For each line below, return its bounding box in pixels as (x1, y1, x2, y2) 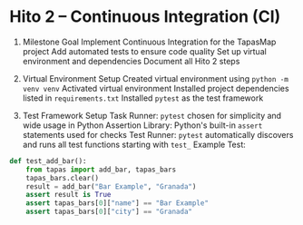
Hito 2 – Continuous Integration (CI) (9, 6, 281, 27)
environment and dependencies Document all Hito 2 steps (22, 55, 240, 66)
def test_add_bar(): (9, 156, 88, 165)
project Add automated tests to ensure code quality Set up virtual (22, 45, 268, 56)
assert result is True (25, 191, 112, 200)
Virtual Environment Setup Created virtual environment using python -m (22, 73, 288, 83)
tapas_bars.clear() (25, 173, 100, 182)
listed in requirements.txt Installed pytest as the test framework (22, 93, 264, 103)
